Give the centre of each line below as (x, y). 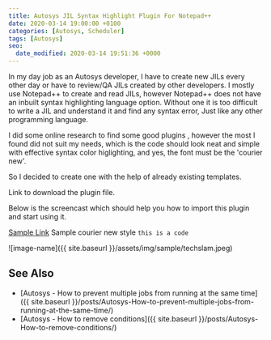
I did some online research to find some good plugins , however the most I (132, 135)
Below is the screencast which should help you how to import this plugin (129, 208)
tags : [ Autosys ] (36, 38)
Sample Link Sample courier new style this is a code (98, 232)
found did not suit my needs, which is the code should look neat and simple (134, 144)
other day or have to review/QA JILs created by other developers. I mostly (131, 85)
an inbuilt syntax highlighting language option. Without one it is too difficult (133, 102)
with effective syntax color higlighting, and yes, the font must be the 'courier (135, 152)
